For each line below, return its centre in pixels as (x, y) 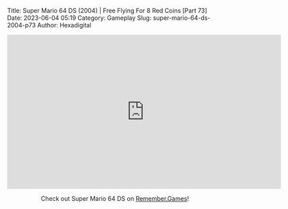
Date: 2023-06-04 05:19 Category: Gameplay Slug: (79, 18)
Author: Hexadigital (64, 25)
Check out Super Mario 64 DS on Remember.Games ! (115, 198)
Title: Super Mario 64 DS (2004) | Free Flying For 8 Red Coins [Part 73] (107, 11)
